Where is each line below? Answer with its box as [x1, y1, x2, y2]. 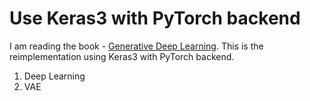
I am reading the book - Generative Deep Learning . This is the [9, 40, 264, 52]
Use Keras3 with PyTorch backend [9, 7, 301, 30]
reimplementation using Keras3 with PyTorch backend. [9, 50, 235, 62]
